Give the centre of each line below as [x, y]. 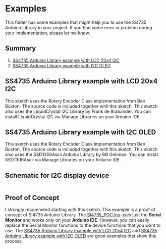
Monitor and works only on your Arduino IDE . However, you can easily [77, 220]
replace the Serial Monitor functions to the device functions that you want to [83, 225]
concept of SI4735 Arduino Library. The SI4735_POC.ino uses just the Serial [83, 215]
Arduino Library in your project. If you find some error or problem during [79, 27]
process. [14, 241]
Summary [21, 48]
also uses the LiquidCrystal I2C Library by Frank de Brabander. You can [78, 111]
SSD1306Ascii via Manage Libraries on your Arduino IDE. [63, 160]
